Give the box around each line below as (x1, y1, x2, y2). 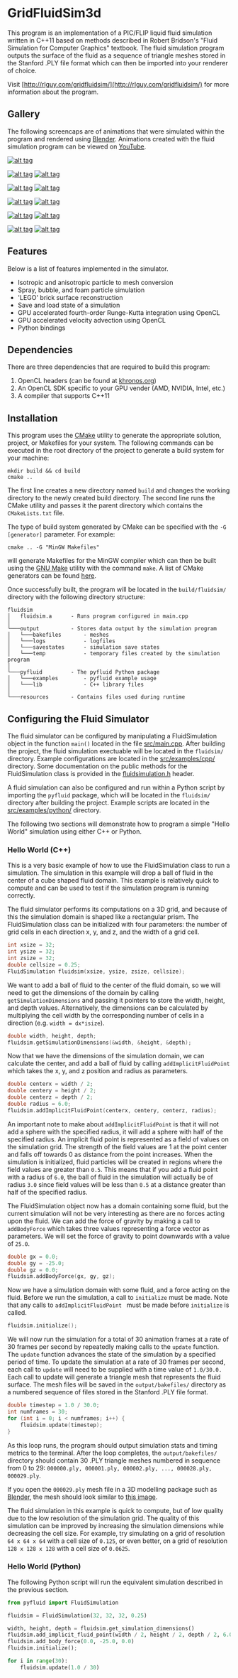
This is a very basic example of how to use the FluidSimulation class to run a (7, 861, 230, 870)
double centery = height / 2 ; (7, 1087, 97, 1095)
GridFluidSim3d (7, 5, 101, 21)
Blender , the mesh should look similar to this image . (7, 1493, 158, 1501)
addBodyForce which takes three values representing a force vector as (7, 1224, 210, 1232)
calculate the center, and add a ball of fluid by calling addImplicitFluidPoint (7, 1059, 230, 1067)
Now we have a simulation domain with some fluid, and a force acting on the (7, 1286, 230, 1294)
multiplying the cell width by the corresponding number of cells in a (7, 1011, 204, 1019)
